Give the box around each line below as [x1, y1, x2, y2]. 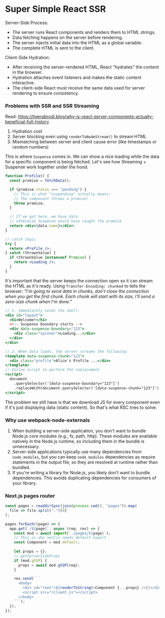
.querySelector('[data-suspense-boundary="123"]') [14, 381, 120, 386]
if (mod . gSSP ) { [14, 558, 48, 563]
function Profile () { [5, 174, 50, 179]
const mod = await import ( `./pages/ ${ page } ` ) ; [14, 530, 111, 536]
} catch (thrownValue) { [5, 250, 56, 255]
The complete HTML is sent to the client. [12, 45, 95, 51]
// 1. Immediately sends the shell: [5, 308, 80, 313]
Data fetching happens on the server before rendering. [12, 34, 123, 40]
